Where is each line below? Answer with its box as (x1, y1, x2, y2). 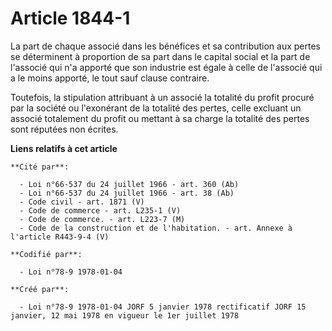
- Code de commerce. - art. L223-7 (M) (19, 214, 186, 224)
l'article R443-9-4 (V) (10, 232, 110, 242)
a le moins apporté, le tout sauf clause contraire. (10, 72, 210, 84)
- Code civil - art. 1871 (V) (19, 197, 145, 207)
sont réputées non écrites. (10, 123, 119, 135)
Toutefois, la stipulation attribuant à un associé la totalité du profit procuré (10, 91, 315, 103)
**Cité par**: (10, 162, 70, 172)
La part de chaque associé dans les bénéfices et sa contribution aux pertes (10, 40, 321, 52)
